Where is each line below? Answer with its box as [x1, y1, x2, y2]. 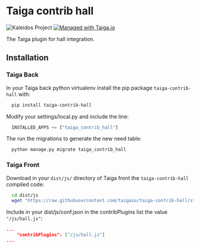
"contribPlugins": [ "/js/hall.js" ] [17, 232, 105, 238]
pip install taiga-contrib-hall [11, 102, 92, 108]
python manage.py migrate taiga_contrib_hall [11, 147, 127, 153]
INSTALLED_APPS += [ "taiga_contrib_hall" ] [11, 124, 118, 131]
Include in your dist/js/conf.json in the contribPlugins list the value [6, 209, 168, 216]
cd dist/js [11, 192, 39, 198]
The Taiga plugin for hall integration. [6, 35, 95, 42]
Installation [6, 52, 49, 63]
